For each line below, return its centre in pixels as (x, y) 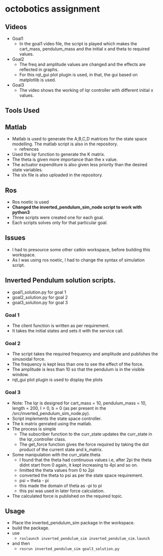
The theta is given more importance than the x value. (65, 159)
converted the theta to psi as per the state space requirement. (81, 475)
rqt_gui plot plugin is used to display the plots (57, 380)
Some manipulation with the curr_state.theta (56, 454)
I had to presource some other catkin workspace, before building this (81, 249)
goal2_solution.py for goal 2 (40, 297)
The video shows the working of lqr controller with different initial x (86, 90)
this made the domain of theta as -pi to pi (60, 486)
